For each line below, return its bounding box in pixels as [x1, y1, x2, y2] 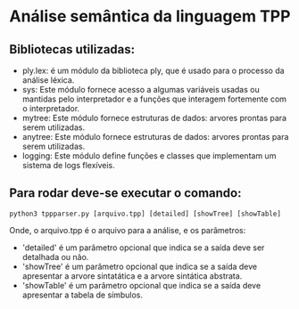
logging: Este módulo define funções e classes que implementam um [21, 150, 277, 161]
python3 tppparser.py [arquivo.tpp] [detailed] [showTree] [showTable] [9, 209, 281, 218]
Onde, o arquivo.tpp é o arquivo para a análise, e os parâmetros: [9, 224, 246, 235]
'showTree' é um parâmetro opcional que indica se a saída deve [21, 261, 257, 272]
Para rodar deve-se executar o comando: [9, 185, 242, 201]
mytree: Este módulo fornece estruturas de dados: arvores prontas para [21, 113, 287, 123]
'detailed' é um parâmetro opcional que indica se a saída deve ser [21, 242, 265, 253]
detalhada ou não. [21, 251, 89, 262]
